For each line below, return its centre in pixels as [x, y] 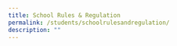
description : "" [34, 30]
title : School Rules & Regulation [65, 15]
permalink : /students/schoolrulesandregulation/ [89, 23]
